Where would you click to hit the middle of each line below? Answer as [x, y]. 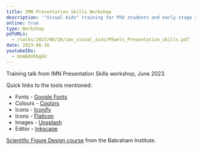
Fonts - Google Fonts [41, 97]
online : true [23, 23]
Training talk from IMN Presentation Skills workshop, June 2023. [86, 73]
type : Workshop [25, 28]
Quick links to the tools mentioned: [49, 85]
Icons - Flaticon [34, 116]
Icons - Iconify [33, 109]
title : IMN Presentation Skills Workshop [59, 12]
